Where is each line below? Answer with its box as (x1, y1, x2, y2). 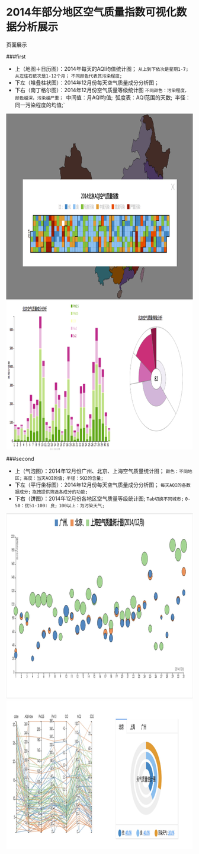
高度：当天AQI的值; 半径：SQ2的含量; (23, 475, 104, 481)
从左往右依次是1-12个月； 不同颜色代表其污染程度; (14, 73, 123, 79)
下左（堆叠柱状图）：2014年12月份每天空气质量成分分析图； (14, 79, 160, 86)
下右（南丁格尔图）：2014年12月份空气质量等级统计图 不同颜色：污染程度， (14, 86, 190, 93)
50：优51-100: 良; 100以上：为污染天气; (14, 503, 105, 508)
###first (6, 53, 26, 60)
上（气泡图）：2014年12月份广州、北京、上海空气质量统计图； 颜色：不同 (14, 467, 188, 475)
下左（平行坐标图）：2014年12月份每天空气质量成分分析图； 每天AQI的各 (14, 481, 187, 488)
